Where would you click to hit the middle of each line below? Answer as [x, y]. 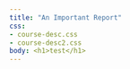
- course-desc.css [43, 34]
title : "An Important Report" [66, 17]
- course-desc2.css [46, 43]
